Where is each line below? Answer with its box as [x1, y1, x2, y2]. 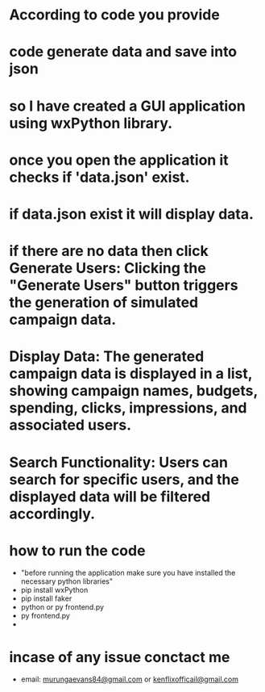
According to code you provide [9, 6, 220, 24]
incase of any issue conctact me [9, 648, 230, 666]
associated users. [9, 416, 132, 434]
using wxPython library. [9, 114, 173, 132]
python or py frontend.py [20, 602, 104, 612]
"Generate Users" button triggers [9, 276, 238, 295]
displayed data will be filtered [9, 487, 211, 505]
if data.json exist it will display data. [9, 204, 255, 223]
